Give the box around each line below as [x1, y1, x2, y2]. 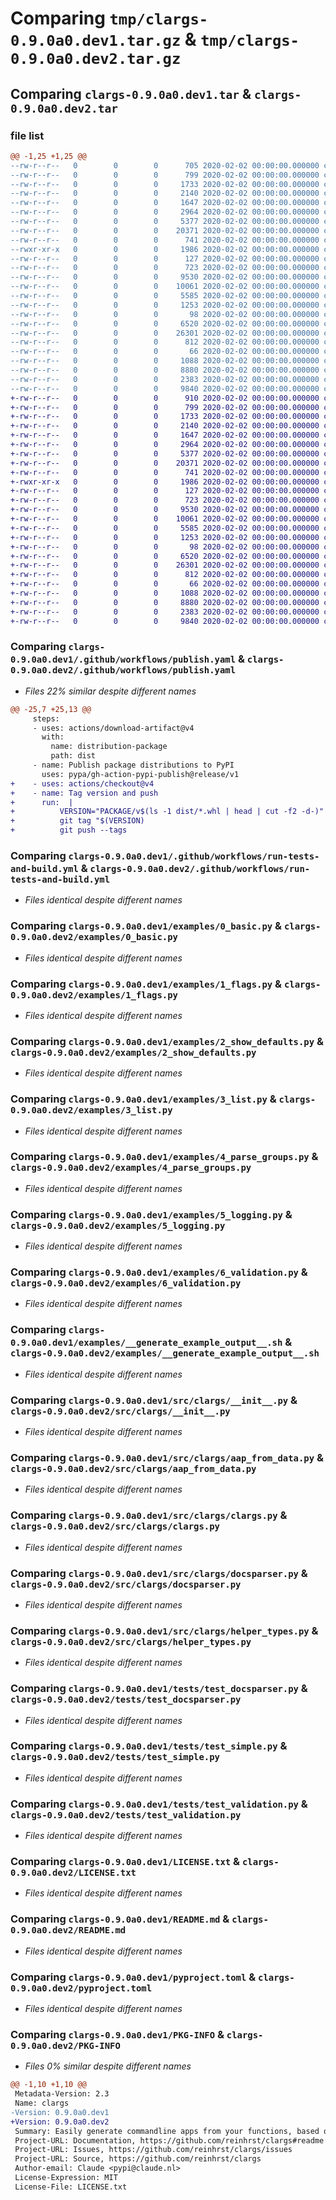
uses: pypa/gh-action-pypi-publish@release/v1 [41, 769, 240, 779]
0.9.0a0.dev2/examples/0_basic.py [10, 932, 178, 943]
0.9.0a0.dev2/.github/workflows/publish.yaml [10, 665, 237, 676]
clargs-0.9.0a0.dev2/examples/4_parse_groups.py [10, 1162, 252, 1174]
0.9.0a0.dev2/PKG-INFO [10, 2040, 121, 2051]
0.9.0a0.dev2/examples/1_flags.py [10, 989, 178, 1001]
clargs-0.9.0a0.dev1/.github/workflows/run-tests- [68, 850, 320, 862]
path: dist [50, 751, 97, 761]
